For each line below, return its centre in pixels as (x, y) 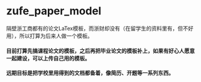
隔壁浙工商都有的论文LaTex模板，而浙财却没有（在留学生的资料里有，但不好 (100, 28)
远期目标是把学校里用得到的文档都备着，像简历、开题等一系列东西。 (90, 73)
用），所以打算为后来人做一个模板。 (49, 36)
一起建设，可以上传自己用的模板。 (48, 58)
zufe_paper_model (54, 11)
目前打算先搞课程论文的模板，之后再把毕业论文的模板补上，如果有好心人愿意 (100, 51)
